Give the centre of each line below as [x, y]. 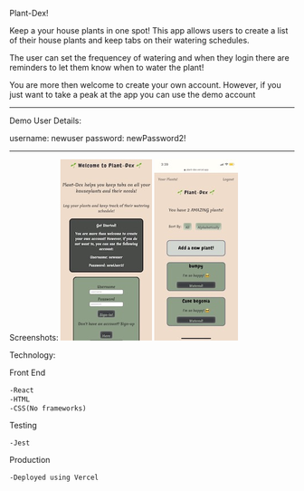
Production [30, 460]
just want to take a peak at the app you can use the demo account [133, 95]
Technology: [33, 355]
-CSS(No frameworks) [48, 409]
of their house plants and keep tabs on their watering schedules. [130, 40]
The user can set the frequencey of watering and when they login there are [149, 58]
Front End [28, 372]
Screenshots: [34, 337]
